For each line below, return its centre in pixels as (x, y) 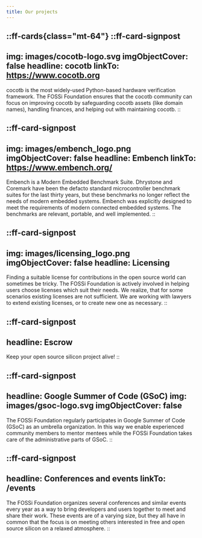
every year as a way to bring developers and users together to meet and (96, 509)
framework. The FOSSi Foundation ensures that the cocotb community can (99, 96)
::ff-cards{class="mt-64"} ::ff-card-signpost (93, 36)
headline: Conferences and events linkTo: (86, 479)
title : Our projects (32, 12)
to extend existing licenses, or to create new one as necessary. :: (87, 303)
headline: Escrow (39, 343)
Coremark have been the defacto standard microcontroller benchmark (93, 189)
